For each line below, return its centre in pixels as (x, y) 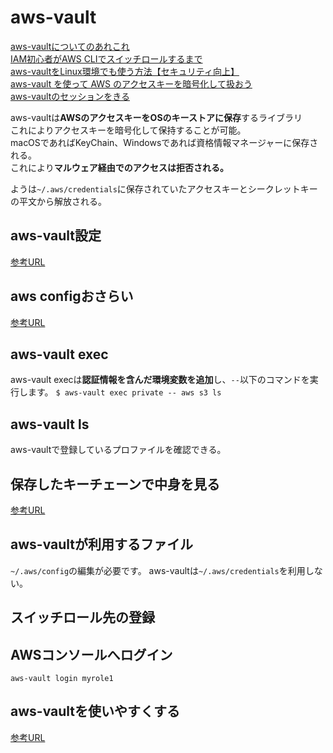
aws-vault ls (50, 424)
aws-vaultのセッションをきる (70, 96)
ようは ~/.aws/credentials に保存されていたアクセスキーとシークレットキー (164, 188)
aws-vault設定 (56, 236)
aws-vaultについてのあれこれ (70, 46)
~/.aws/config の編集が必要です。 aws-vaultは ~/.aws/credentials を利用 (158, 570)
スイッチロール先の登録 (82, 617)
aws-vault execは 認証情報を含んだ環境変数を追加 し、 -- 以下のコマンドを (160, 380)
